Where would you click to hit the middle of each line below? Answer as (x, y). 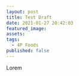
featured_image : (26, 28)
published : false (28, 51)
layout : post (22, 12)
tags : (13, 39)
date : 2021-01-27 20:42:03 (40, 23)
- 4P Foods (25, 45)
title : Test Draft (29, 17)
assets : (16, 34)
